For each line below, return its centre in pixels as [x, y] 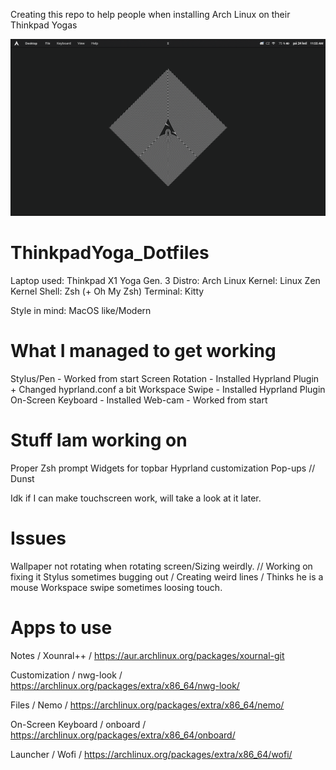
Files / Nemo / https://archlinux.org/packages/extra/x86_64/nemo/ [147, 705]
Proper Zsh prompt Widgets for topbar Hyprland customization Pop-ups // [163, 468]
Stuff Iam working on [99, 440]
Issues [38, 538]
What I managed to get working [143, 351]
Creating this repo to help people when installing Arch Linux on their [150, 14]
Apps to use [61, 627]
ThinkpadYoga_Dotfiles [110, 253]
